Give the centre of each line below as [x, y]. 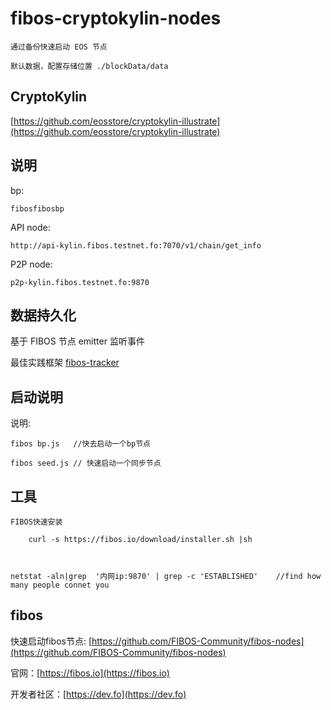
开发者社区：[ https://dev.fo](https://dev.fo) [98, 694]
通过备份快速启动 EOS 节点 [59, 47]
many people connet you [60, 585]
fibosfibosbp [37, 208]
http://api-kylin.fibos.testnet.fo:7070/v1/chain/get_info [136, 245]
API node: [30, 227]
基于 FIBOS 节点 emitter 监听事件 [77, 341]
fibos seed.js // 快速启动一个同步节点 [86, 463]
